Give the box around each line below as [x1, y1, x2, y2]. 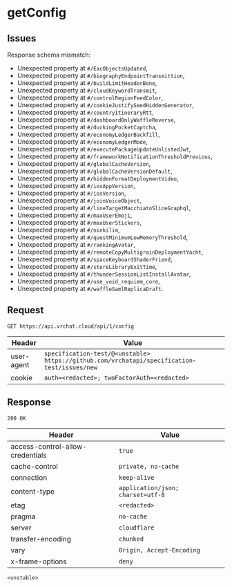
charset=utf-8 [118, 491, 166, 499]
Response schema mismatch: [7, 50, 91, 59]
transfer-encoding [10, 534, 71, 543]
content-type [10, 486, 55, 496]
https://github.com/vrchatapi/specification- [43, 356, 197, 364]
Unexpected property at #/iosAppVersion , [17, 182, 136, 189]
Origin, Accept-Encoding [118, 546, 200, 554]
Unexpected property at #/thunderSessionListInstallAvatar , [17, 270, 191, 278]
